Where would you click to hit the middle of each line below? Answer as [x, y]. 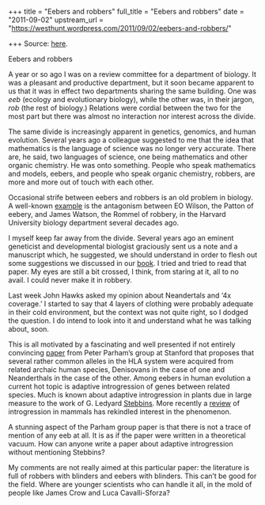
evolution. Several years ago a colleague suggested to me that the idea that [131, 140]
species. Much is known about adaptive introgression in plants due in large [130, 395]
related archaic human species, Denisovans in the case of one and [117, 370]
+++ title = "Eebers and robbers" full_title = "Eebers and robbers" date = [126, 11]
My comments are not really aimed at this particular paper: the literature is [129, 467]
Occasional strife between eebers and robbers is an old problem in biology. [131, 197]
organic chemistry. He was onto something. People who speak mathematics [132, 165]
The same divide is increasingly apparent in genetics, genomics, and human [132, 131]
